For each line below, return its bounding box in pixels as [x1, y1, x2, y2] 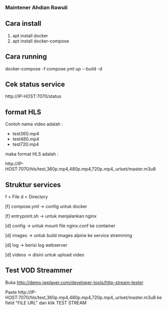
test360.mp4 [12, 131, 39, 137]
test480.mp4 [12, 136, 39, 142]
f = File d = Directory [5, 194, 48, 200]
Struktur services [5, 180, 61, 189]
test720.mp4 [12, 141, 39, 147]
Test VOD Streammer [5, 266, 72, 275]
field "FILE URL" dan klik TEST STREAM [5, 300, 86, 306]
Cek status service [5, 80, 65, 88]
